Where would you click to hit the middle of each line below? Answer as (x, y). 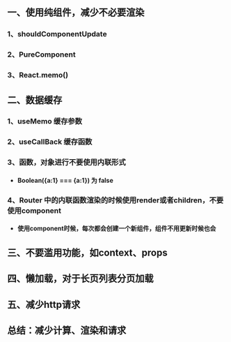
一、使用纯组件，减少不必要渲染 (76, 13)
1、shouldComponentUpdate (57, 34)
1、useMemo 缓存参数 (45, 121)
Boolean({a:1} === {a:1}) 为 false (65, 180)
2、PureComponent (41, 54)
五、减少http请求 (44, 305)
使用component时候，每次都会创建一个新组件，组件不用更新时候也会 (117, 228)
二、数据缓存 (35, 100)
